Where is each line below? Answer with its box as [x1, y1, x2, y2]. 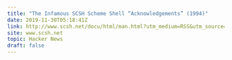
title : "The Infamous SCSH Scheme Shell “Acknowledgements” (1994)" [7, 10, 209, 17]
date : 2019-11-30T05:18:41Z [7, 17, 88, 23]
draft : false [7, 42, 45, 49]
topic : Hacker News [7, 36, 64, 43]
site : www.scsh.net [7, 29, 64, 37]
